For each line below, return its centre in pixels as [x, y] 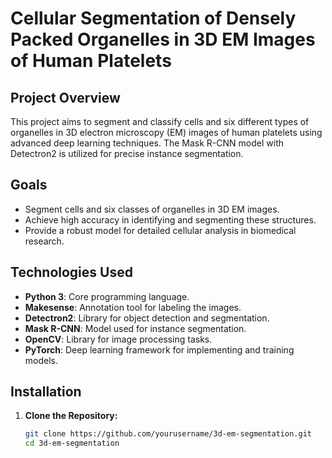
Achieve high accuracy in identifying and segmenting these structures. [170, 219]
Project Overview [65, 97]
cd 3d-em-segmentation [72, 443]
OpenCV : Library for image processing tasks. [118, 339]
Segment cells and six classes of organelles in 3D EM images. [152, 209]
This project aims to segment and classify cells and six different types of [160, 121]
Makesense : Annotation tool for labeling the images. [133, 307]
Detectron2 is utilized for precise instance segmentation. [127, 153]
